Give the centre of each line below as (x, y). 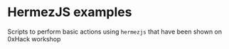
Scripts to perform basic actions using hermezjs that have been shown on (115, 31)
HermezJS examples (70, 12)
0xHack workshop (34, 38)
